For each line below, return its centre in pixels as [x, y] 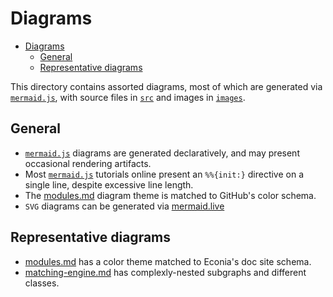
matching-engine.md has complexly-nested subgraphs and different [165, 272]
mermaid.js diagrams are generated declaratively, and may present [162, 153]
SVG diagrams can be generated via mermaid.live [124, 206]
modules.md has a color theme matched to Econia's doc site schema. [168, 261]
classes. [42, 283]
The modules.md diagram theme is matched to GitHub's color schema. [170, 195]
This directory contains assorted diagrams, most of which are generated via [166, 86]
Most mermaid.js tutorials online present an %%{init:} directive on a [164, 174]
